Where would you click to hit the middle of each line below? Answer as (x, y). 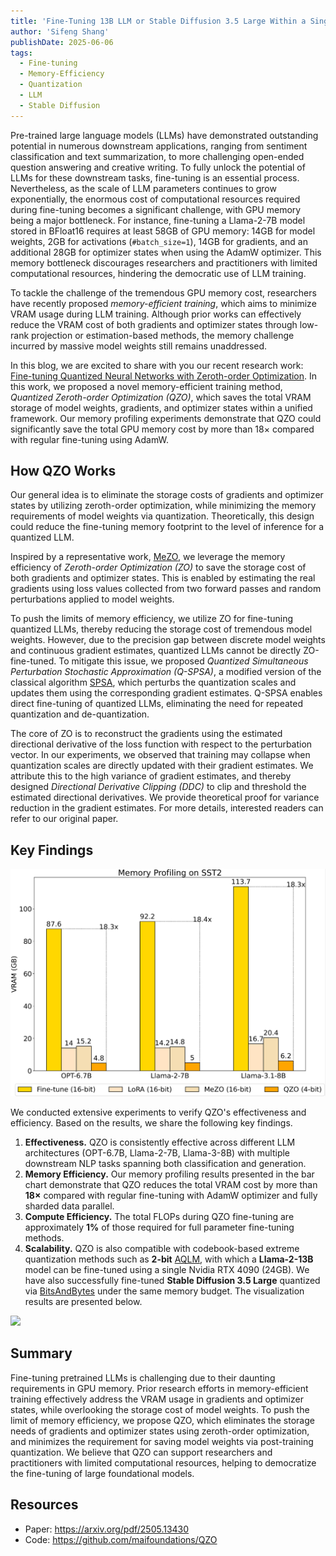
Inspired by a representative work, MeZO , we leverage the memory (148, 557)
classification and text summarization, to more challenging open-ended (157, 156)
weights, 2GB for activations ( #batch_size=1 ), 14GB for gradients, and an (159, 241)
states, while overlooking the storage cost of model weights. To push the (160, 1409)
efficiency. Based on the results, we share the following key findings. (151, 1122)
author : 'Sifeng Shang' (60, 31)
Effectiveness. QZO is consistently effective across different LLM (160, 1142)
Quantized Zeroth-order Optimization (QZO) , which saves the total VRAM (161, 397)
